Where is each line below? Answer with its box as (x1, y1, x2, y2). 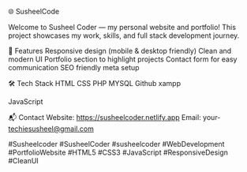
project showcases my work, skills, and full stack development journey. (8, 31, 240, 40)
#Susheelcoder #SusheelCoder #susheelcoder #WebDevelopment (8, 140, 225, 148)
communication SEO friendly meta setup (8, 63, 140, 72)
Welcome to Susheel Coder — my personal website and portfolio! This (8, 23, 237, 32)
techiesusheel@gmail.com (8, 124, 95, 133)
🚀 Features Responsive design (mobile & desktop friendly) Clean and (8, 47, 232, 55)
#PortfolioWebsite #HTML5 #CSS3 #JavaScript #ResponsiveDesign (8, 148, 229, 157)
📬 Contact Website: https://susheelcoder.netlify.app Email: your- (8, 113, 221, 122)
